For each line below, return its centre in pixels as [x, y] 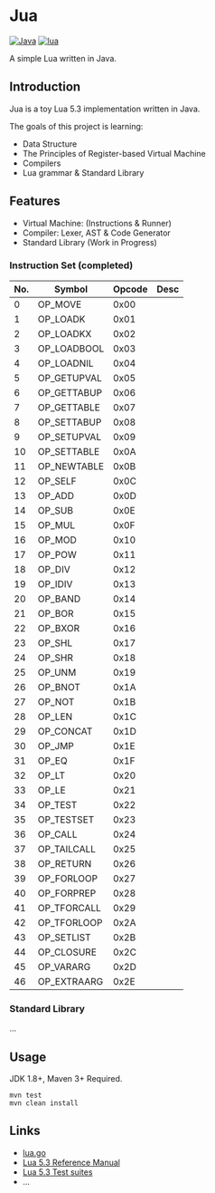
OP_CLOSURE [67, 952]
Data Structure [50, 144]
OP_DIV [54, 569]
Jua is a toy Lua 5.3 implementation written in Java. [105, 109]
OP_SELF [57, 481]
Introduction [45, 87]
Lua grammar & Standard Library [83, 172]
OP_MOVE [60, 304]
